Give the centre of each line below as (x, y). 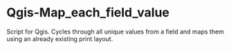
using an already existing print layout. (60, 38)
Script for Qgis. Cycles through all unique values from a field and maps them (115, 32)
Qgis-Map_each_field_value (88, 13)
